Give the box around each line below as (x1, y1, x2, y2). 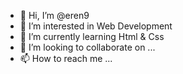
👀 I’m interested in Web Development (19, 20, 173, 32)
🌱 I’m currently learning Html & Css (19, 31, 165, 42)
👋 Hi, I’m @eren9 (19, 10, 90, 21)
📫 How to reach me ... (19, 53, 113, 64)
